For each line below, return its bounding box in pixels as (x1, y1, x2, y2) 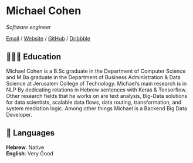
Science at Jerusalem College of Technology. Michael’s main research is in (6, 80, 187, 87)
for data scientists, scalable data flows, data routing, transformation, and (6, 99, 182, 106)
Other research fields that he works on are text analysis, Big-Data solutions (6, 92, 188, 99)
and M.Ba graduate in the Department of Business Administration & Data (6, 73, 181, 80)
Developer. (6, 111, 32, 118)
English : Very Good (6, 150, 54, 157)
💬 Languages (6, 128, 55, 138)
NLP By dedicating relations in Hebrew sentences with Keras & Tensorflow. (6, 86, 187, 93)
